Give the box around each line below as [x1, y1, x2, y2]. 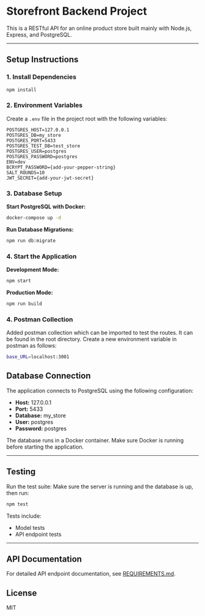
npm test [6, 501, 29, 507]
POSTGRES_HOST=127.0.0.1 [6, 127, 70, 133]
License [6, 588, 37, 598]
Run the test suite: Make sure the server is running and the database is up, [6, 483, 193, 490]
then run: [6, 489, 29, 496]
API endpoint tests [15, 530, 62, 538]
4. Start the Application [6, 252, 77, 260]
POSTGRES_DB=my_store [6, 132, 62, 138]
